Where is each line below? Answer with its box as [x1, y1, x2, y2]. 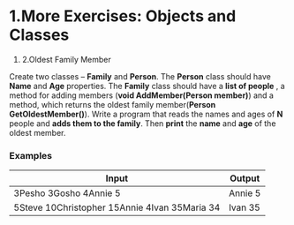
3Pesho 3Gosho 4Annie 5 [13, 187, 121, 199]
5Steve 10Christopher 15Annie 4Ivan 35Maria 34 [13, 201, 221, 214]
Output [229, 172, 260, 184]
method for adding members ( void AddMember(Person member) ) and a [9, 90, 274, 101]
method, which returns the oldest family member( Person [9, 99, 216, 109]
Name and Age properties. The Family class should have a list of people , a [9, 80, 285, 91]
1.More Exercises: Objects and [9, 6, 237, 26]
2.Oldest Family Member [21, 54, 112, 64]
